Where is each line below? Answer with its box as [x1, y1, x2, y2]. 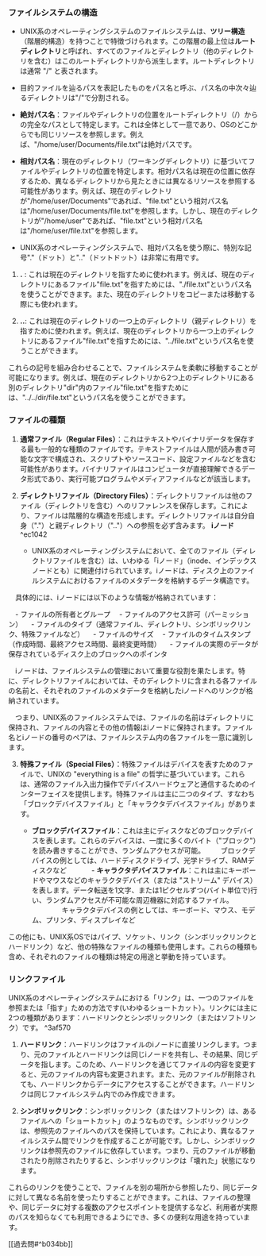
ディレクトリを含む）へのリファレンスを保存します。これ [47, 500, 235, 510]
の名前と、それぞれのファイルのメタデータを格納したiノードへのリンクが [8, 685, 246, 695]
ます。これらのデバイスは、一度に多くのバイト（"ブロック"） [59, 835, 256, 845]
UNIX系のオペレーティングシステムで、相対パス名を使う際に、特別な [19, 243, 245, 252]
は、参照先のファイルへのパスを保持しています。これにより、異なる [19, 1126, 242, 1135]
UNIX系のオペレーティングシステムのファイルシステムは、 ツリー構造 [19, 26, 245, 37]
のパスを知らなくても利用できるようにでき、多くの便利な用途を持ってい [8, 1212, 244, 1222]
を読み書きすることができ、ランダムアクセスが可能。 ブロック [31, 846, 249, 855]
